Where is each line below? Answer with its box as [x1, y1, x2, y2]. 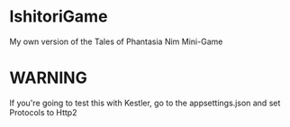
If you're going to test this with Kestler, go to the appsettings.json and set [9, 97, 281, 108]
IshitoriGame [9, 6, 108, 27]
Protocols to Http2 [9, 106, 77, 118]
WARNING [9, 68, 87, 88]
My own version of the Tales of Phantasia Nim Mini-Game [9, 36, 223, 47]
